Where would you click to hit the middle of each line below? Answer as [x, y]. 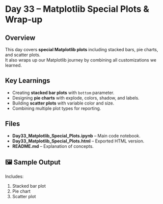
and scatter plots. [23, 55]
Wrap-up [24, 19]
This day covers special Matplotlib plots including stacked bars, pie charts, [82, 50]
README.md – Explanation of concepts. [53, 146]
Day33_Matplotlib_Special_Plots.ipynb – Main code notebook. [76, 136]
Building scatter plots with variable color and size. [63, 103]
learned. [14, 65]
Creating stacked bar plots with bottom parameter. [63, 93]
